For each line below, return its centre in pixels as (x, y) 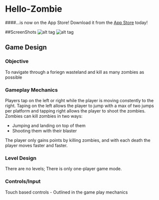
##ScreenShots (21, 32)
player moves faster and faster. (36, 145)
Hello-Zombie (34, 9)
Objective (17, 61)
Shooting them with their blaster (45, 131)
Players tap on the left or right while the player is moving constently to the (79, 100)
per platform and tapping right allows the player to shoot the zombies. (75, 111)
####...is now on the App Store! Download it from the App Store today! (76, 22)
